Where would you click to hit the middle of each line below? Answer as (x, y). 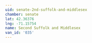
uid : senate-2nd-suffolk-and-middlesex (46, 10)
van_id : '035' (20, 33)
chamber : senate (22, 14)
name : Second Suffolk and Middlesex (43, 28)
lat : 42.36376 (20, 19)
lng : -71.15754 (21, 23)
